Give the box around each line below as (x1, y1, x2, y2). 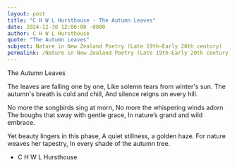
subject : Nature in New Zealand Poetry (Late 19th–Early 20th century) (7, 43, 222, 50)
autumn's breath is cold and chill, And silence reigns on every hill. (7, 89, 198, 98)
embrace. (7, 118, 35, 126)
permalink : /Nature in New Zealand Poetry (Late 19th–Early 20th (7, 50, 203, 57)
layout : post (7, 10, 46, 18)
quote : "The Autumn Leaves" (7, 36, 90, 44)
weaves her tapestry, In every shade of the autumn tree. (7, 139, 171, 147)
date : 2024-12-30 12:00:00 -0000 (7, 23, 106, 30)
